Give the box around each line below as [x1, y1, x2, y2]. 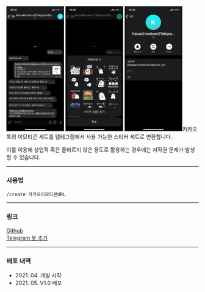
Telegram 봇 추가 [6, 234, 48, 241]
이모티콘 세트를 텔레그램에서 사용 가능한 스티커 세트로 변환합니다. [17, 133, 173, 141]
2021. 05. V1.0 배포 [15, 279, 62, 287]
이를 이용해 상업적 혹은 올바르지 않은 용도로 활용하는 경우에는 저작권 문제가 [6, 146, 184, 153]
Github [6, 227, 23, 234]
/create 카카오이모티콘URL [6, 191, 66, 197]
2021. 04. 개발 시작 [15, 272, 62, 279]
